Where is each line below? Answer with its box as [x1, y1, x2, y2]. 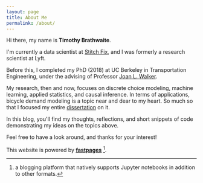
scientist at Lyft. [6, 55, 46, 62]
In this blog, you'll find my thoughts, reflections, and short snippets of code [6, 115, 193, 123]
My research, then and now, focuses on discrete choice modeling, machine [6, 85, 193, 92]
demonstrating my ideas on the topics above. [6, 122, 119, 129]
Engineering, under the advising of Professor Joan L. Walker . [6, 73, 158, 80]
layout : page [6, 8, 39, 15]
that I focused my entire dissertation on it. [6, 104, 110, 111]
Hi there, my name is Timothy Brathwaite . [6, 37, 111, 44]
